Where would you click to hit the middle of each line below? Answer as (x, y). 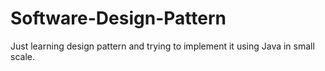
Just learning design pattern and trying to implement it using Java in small (162, 46)
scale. (22, 56)
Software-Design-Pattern (118, 18)
